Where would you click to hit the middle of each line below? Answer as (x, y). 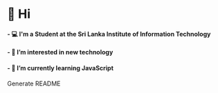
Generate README (34, 83)
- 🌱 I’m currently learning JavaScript (61, 68)
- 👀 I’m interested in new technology (60, 52)
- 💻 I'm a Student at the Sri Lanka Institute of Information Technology (109, 34)
